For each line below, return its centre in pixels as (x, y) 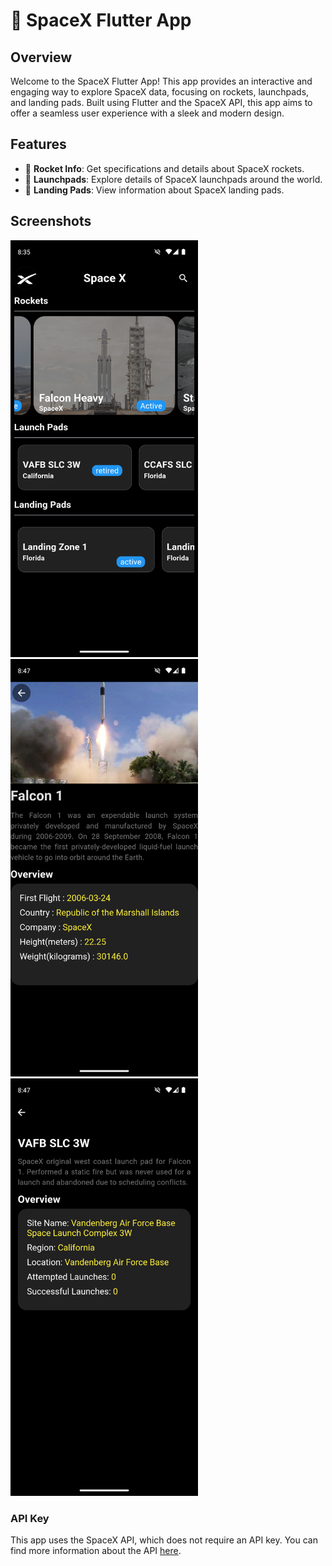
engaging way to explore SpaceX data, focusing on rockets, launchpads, (160, 92)
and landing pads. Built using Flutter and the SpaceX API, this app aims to (161, 102)
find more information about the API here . (96, 1551)
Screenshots (51, 221)
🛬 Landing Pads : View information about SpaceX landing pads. (154, 190)
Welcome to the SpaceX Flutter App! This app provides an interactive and (161, 81)
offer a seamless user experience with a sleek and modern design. (147, 113)
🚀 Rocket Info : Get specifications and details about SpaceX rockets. (164, 168)
